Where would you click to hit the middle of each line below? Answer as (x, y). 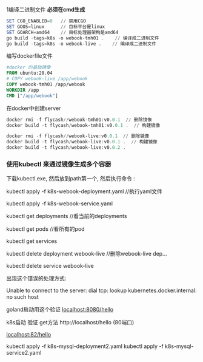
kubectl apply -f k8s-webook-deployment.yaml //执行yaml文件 (84, 191)
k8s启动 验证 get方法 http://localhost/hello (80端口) (70, 323)
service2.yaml (24, 353)
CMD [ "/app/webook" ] (32, 96)
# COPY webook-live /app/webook (47, 79)
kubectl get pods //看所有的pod (45, 229)
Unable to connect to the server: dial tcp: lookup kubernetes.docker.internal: (101, 290)
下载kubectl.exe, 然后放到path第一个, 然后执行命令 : (71, 179)
